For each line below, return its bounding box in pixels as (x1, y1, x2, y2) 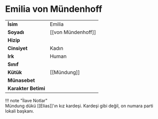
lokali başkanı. (5, 108, 35, 114)
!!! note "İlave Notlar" (5, 97, 48, 103)
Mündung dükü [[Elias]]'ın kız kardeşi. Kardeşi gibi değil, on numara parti (5, 103, 154, 109)
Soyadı (7, 29, 25, 36)
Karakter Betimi (7, 85, 45, 92)
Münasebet (7, 77, 36, 83)
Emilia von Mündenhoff (5, 3, 103, 15)
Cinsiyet (7, 44, 28, 51)
